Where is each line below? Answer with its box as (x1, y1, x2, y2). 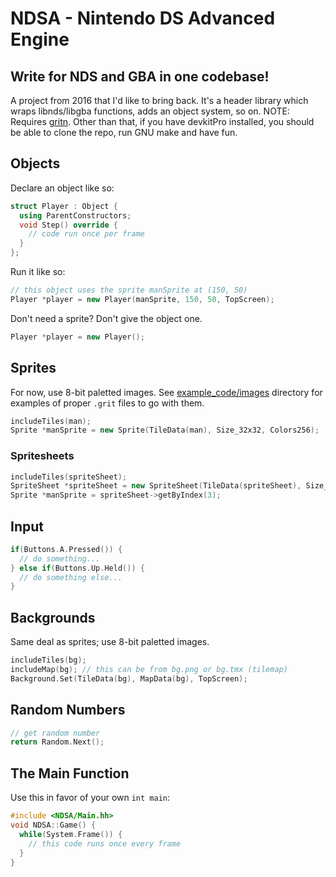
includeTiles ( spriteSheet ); (10, 472, 128, 482)
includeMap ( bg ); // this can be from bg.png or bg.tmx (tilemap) (10, 665, 288, 675)
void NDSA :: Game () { (10, 820, 97, 831)
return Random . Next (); (10, 737, 105, 747)
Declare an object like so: (10, 182, 115, 194)
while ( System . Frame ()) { (19, 829, 123, 839)
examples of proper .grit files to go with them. (10, 397, 205, 409)
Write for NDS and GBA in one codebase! (10, 68, 270, 85)
